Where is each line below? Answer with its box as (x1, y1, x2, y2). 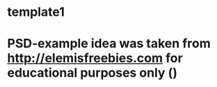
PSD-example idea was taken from (7, 36, 211, 52)
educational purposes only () (7, 65, 177, 81)
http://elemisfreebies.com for (7, 50, 183, 66)
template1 (7, 4, 65, 20)
